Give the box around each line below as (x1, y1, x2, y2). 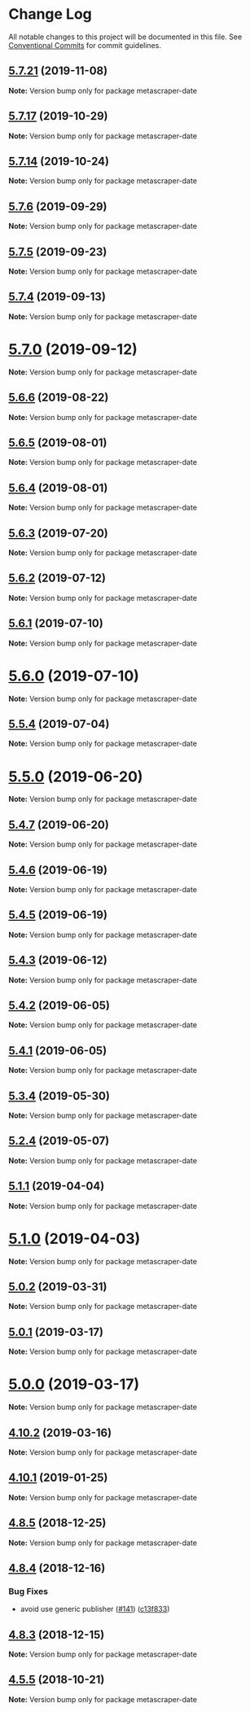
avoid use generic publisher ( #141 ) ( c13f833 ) (20, 1605, 170, 1614)
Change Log (8, 5, 92, 24)
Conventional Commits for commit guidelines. (8, 40, 161, 50)
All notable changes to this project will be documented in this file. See (8, 32, 243, 42)
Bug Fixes (8, 1585, 49, 1596)
